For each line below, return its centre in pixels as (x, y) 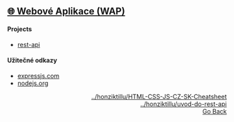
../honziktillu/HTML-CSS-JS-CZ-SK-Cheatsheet (159, 96)
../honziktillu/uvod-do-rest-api (184, 104)
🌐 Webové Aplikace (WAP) (66, 11)
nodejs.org (33, 83)
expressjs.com (38, 76)
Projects (20, 29)
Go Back (214, 111)
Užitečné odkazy (32, 60)
